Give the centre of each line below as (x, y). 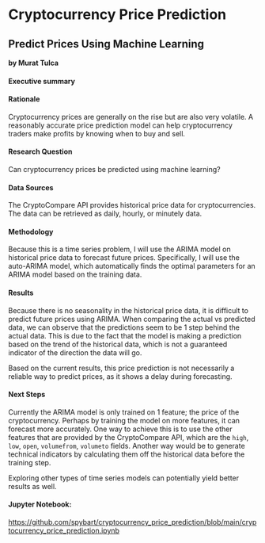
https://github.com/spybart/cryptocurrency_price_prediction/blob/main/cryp (132, 522)
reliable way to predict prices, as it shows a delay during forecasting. (120, 376)
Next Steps (27, 395)
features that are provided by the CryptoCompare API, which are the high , (129, 437)
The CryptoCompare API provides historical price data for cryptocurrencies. (132, 205)
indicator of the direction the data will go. (75, 352)
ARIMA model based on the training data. (75, 274)
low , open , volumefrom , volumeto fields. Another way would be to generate (127, 445)
